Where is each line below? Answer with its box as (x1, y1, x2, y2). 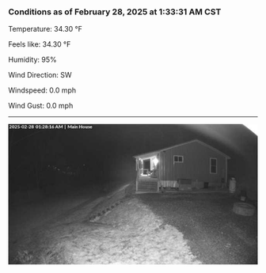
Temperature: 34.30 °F (8, 25, 83, 34)
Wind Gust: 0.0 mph (8, 101, 74, 111)
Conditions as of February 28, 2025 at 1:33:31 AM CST (8, 6, 222, 17)
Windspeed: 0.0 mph (8, 85, 77, 95)
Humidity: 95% (8, 55, 57, 65)
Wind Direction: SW (8, 70, 73, 80)
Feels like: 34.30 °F (8, 40, 71, 49)
